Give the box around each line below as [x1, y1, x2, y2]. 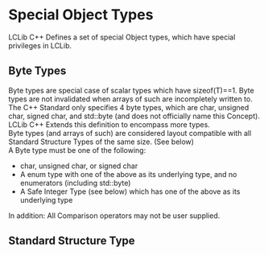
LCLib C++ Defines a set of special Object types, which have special [8, 32, 236, 42]
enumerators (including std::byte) [19, 178, 131, 187]
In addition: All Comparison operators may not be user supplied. [8, 211, 221, 220]
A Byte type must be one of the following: [8, 145, 146, 154]
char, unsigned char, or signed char [19, 161, 138, 171]
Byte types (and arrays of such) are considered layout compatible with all [8, 128, 252, 138]
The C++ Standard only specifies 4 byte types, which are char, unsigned [8, 102, 249, 112]
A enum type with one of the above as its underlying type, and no [19, 169, 237, 179]
